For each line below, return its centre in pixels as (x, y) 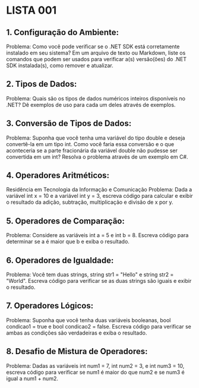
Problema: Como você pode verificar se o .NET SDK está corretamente (93, 46)
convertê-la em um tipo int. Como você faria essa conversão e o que (90, 144)
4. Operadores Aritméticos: (58, 176)
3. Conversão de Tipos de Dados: (69, 123)
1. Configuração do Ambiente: (62, 32)
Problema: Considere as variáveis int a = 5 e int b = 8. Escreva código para (97, 235)
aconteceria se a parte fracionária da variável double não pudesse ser (92, 150)
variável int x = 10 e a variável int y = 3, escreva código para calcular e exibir (99, 196)
